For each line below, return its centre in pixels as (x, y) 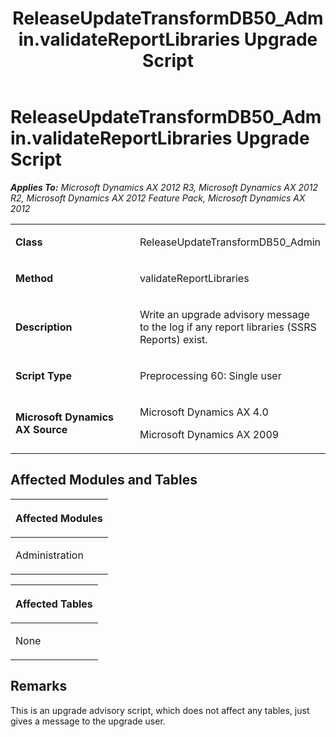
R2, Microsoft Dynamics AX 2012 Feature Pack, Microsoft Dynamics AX (158, 198)
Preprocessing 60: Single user (210, 375)
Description (44, 327)
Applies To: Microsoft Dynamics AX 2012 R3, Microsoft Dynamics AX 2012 (164, 187)
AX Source (41, 429)
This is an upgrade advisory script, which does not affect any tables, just (160, 710)
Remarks (39, 686)
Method (34, 278)
